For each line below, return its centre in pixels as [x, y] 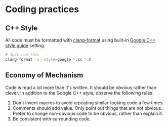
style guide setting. [25, 46]
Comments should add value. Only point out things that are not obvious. [88, 108]
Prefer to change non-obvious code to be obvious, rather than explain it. [88, 113]
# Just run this [22, 55]
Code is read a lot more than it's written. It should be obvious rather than [81, 88]
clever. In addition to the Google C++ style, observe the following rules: [79, 93]
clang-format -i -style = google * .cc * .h [49, 59]
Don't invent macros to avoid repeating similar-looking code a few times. [88, 103]
